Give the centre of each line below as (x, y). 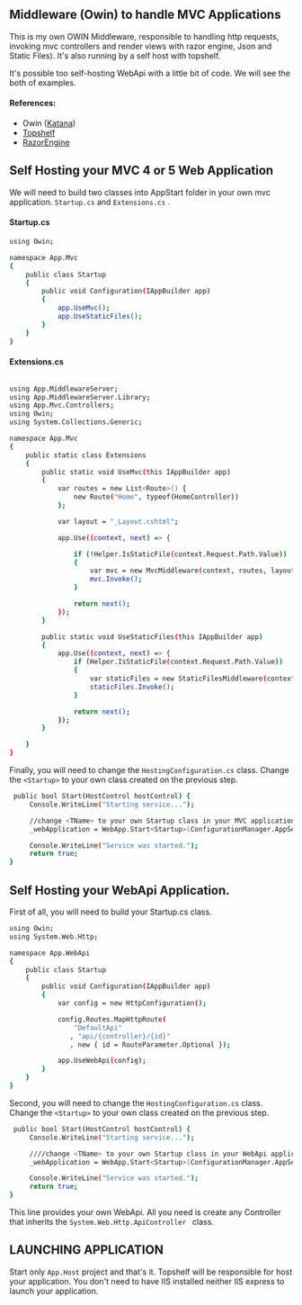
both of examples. (43, 82)
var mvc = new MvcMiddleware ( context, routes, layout (192, 571)
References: (33, 103)
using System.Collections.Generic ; (76, 422)
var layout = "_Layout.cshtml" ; (118, 521)
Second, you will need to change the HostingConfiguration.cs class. (136, 1102)
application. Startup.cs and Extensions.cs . (90, 202)
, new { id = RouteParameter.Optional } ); (150, 1044)
